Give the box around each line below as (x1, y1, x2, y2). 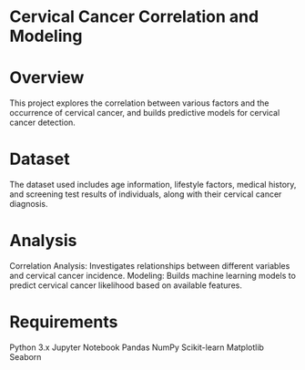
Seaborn (9, 351, 42, 362)
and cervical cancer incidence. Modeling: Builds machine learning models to (9, 271, 296, 281)
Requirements (9, 312, 118, 333)
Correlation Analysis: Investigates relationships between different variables (9, 261, 290, 271)
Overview (9, 67, 85, 88)
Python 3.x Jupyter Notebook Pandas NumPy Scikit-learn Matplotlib (9, 342, 264, 353)
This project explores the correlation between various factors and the (9, 98, 269, 108)
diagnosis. (9, 199, 48, 210)
